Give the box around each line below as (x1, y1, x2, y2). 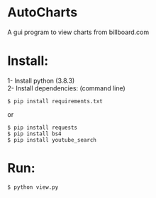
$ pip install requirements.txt (7, 98, 103, 105)
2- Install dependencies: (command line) (7, 83, 126, 93)
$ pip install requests (7, 124, 78, 131)
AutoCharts (7, 4, 78, 21)
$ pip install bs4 (7, 130, 62, 137)
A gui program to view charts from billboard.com (7, 28, 150, 36)
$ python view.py (7, 183, 59, 191)
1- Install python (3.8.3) (7, 76, 75, 85)
